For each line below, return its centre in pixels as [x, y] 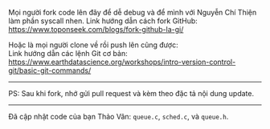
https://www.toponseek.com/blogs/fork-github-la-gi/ [96, 29]
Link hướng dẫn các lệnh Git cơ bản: [68, 53]
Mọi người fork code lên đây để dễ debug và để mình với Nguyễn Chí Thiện [133, 12]
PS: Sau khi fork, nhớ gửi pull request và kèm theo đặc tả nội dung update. [131, 93]
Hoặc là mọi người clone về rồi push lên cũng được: [93, 45]
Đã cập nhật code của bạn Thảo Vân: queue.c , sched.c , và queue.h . [119, 117]
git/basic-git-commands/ [50, 71]
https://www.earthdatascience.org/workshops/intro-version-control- [122, 62]
